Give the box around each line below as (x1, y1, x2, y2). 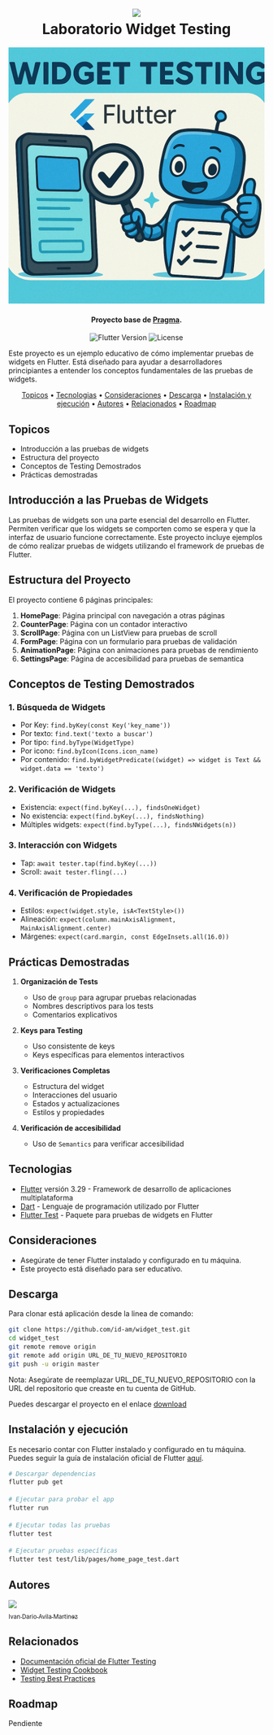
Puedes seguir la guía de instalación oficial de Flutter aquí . (8, 1453, 204, 1463)
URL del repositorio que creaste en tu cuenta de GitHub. (8, 1383, 197, 1393)
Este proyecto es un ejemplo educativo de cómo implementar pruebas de (8, 348, 254, 359)
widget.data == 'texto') (19, 765, 105, 774)
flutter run (8, 1504, 49, 1512)
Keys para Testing (19, 1025, 83, 1035)
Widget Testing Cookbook (19, 1665, 108, 1675)
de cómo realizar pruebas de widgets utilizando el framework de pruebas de (8, 541, 265, 551)
